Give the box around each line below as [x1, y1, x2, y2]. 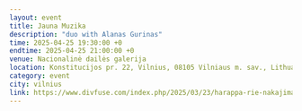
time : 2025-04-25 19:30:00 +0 [9, 38, 123, 47]
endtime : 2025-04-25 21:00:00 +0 [9, 47, 135, 55]
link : [9, 88, 30, 97]
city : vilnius [9, 80, 63, 89]
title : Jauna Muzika [9, 21, 87, 30]
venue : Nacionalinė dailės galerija [9, 55, 147, 64]
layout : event [9, 13, 63, 22]
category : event [9, 72, 70, 81]
